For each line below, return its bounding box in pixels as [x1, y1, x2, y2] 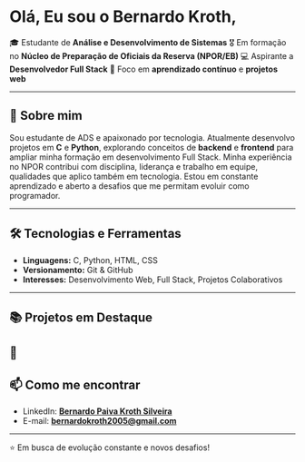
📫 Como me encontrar [9, 377, 141, 392]
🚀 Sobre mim [9, 108, 84, 123]
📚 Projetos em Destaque [9, 310, 152, 325]
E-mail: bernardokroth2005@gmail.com [22, 416, 177, 427]
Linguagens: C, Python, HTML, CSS [22, 254, 159, 265]
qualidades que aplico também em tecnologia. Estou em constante [9, 171, 259, 182]
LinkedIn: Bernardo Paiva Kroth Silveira [22, 406, 172, 417]
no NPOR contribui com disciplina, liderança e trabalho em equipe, [9, 161, 259, 172]
